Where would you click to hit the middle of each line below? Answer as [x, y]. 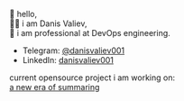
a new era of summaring [55, 87]
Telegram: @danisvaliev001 [73, 50]
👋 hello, [23, 14]
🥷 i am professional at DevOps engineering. [90, 33]
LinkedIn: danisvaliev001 [68, 60]
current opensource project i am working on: [92, 78]
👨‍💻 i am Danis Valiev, [48, 23]
